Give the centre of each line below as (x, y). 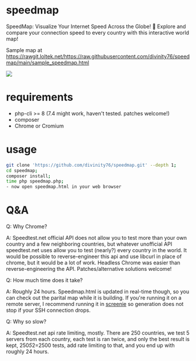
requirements (39, 97)
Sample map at (24, 50)
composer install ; (28, 176)
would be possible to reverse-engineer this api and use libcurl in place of (94, 257)
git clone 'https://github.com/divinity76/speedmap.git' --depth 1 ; (91, 165)
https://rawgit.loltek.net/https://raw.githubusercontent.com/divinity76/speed (98, 56)
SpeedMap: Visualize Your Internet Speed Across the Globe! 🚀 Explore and (96, 26)
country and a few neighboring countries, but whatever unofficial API (89, 244)
